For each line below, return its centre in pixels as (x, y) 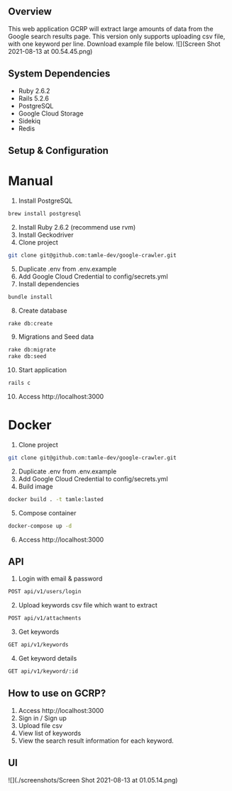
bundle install (31, 297)
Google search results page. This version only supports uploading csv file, (117, 36)
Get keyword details (48, 658)
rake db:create (31, 323)
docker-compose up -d (40, 526)
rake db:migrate (32, 350)
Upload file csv (40, 725)
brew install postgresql (45, 213)
